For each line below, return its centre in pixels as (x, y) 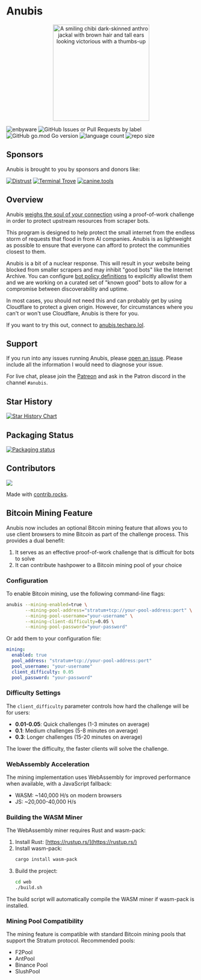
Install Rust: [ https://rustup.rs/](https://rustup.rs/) (76, 842)
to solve (25, 559)
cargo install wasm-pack (46, 860)
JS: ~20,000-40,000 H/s (45, 802)
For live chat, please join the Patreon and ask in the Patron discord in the (96, 376)
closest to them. (26, 252)
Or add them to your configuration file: (54, 639)
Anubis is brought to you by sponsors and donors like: (73, 169)
